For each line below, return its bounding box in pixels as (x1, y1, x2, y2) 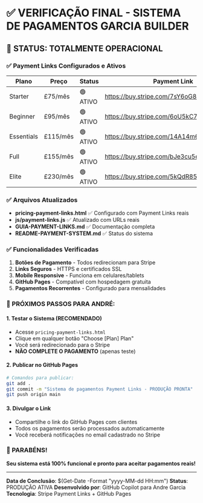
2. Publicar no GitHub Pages (6, 362, 79, 369)
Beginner (9, 112, 35, 121)
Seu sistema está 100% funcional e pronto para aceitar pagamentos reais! (6, 459, 196, 467)
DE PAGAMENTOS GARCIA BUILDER (6, 19, 189, 33)
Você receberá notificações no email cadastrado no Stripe (14, 431, 161, 438)
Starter (9, 92, 29, 101)
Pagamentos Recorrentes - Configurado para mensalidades (14, 285, 166, 292)
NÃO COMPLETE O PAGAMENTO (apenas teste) (14, 348, 136, 355)
